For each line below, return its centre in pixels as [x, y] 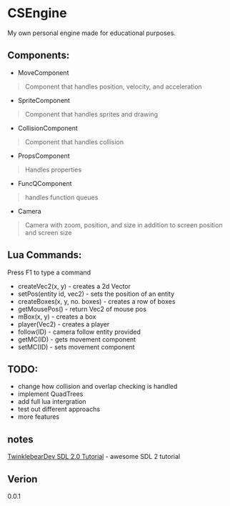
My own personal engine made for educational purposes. [92, 33]
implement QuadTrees [50, 394]
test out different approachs [59, 410]
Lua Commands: [45, 255]
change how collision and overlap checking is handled [97, 387]
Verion [22, 479]
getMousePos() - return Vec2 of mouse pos [82, 309]
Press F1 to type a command [49, 272]
